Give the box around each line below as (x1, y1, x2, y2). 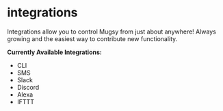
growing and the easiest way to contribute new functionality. (7, 34, 178, 42)
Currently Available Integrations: (7, 48, 103, 56)
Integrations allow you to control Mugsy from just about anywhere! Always (7, 27, 217, 36)
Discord (16, 83, 40, 91)
